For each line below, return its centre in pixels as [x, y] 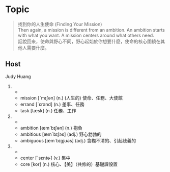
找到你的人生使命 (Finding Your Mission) [60, 24]
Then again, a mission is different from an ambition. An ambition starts [91, 30]
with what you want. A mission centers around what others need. [86, 35]
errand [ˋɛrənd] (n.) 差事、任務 [52, 104]
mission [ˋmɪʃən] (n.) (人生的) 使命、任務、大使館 [72, 97]
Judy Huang [18, 76]
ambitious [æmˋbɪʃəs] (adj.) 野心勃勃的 [61, 134]
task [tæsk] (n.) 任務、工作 [48, 110]
